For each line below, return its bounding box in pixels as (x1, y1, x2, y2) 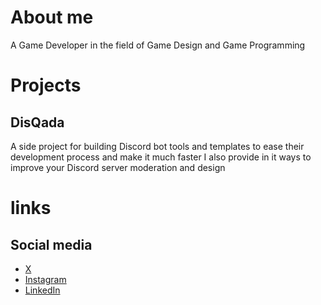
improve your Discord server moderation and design (10, 161, 226, 173)
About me (10, 6, 94, 29)
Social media (10, 236, 93, 253)
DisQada (10, 114, 65, 131)
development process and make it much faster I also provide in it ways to (10, 151, 312, 163)
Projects (10, 74, 82, 97)
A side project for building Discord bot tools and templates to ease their (10, 140, 305, 152)
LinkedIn (24, 284, 61, 296)
